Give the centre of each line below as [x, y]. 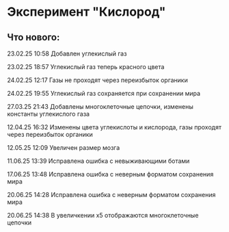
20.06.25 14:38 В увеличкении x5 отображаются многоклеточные [103, 215]
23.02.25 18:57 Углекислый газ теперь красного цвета [86, 67]
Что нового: [33, 37]
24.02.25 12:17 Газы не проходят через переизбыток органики [97, 80]
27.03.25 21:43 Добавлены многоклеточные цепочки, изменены [100, 106]
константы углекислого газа [49, 114]
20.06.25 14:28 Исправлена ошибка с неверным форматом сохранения [111, 195]
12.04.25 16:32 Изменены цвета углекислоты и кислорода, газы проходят [114, 127]
